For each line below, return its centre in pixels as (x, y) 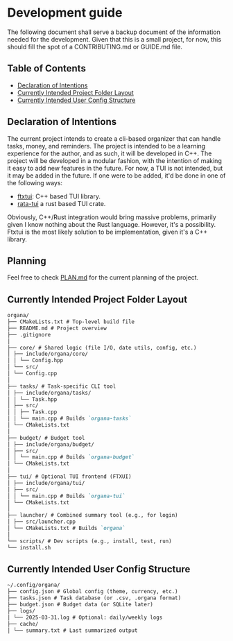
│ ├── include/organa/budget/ (51, 444)
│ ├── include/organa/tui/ (46, 483)
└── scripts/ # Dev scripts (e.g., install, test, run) (89, 541)
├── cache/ (23, 624)
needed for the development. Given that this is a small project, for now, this (114, 39)
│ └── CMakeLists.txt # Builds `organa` (67, 529)
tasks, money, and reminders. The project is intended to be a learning (106, 146)
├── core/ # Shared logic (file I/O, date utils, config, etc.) (102, 348)
